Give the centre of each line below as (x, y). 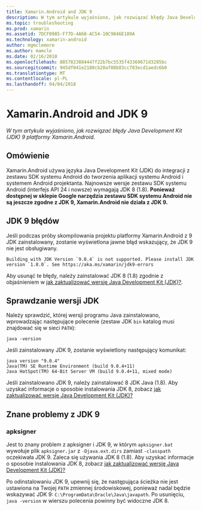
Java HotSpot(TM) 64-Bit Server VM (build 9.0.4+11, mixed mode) (89, 372)
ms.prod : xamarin (28, 28)
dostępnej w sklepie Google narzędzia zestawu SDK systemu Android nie (99, 196)
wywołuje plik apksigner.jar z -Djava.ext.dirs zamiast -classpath (89, 451)
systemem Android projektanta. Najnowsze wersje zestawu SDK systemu (96, 183)
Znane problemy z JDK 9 (53, 414)
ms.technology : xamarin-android (46, 40)
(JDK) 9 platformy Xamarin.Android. (51, 137)
